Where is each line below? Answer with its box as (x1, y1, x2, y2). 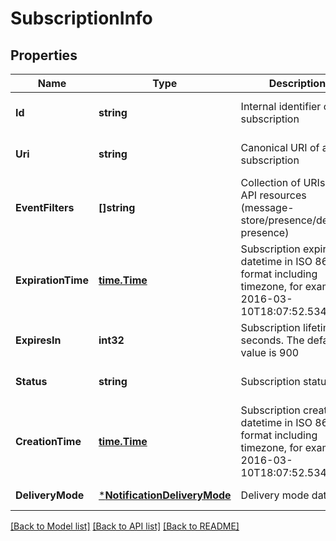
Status (15, 375, 48, 388)
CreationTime (15, 435, 82, 448)
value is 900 (240, 346, 300, 359)
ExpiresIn (15, 333, 62, 347)
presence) (240, 226, 290, 239)
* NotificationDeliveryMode (98, 488, 232, 502)
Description (268, 77, 327, 90)
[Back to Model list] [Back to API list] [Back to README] (10, 520, 240, 532)
